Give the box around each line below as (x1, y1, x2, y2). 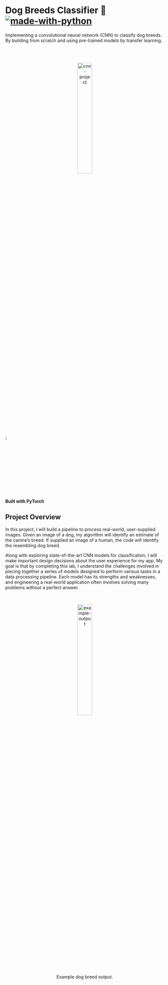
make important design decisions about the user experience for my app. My (5, 557, 163, 563)
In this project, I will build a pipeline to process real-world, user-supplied (5, 526, 155, 532)
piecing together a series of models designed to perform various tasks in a (5, 568, 160, 574)
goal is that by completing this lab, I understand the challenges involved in (5, 563, 159, 569)
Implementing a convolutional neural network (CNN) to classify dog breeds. (5, 32, 162, 38)
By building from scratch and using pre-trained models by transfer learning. (5, 37, 162, 43)
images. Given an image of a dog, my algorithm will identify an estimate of (5, 531, 159, 538)
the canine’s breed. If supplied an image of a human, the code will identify (5, 537, 159, 543)
